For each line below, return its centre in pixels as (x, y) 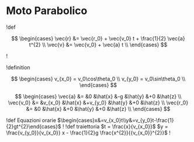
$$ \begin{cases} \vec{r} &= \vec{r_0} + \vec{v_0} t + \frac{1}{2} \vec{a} (98, 38)
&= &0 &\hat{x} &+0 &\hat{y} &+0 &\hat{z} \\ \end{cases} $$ (98, 109)
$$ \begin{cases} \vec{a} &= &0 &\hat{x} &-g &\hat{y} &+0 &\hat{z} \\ (98, 96)
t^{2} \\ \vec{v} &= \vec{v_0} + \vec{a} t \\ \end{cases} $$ (98, 45)
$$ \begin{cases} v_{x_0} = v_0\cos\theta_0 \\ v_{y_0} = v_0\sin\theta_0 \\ (98, 79)
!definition (18, 67)
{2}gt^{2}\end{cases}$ (34, 126)
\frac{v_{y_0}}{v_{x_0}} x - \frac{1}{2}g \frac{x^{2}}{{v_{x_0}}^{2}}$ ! (89, 133)
